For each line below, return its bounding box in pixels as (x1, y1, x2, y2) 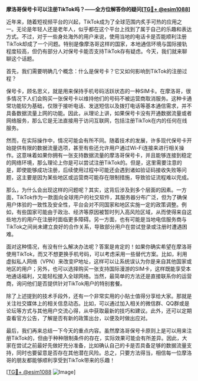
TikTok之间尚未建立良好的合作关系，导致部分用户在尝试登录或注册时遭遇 (6, 224, 183, 230)
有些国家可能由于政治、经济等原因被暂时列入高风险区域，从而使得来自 (16, 209, 187, 215)
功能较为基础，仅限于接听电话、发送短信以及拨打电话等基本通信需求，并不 (11, 103, 192, 109)
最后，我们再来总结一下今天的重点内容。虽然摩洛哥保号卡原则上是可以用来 (6, 327, 187, 334)
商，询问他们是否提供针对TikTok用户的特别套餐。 (6, 280, 126, 287)
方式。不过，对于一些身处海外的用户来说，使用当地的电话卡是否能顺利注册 (6, 33, 187, 40)
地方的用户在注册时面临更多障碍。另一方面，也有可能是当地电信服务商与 (11, 216, 187, 223)
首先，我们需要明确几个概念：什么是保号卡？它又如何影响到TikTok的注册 (6, 68, 183, 74)
